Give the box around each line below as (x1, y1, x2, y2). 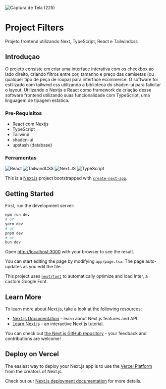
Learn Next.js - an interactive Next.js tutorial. (12, 321, 104, 327)
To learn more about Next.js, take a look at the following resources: (5, 306, 142, 312)
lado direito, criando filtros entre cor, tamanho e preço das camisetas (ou (5, 71, 154, 77)
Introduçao (5, 52, 40, 61)
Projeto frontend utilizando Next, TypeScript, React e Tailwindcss (5, 38, 138, 44)
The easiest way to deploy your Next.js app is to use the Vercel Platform (5, 363, 153, 369)
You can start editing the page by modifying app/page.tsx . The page (5, 258, 145, 264)
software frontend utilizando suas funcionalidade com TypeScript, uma (5, 92, 150, 98)
